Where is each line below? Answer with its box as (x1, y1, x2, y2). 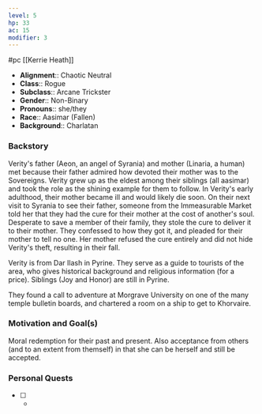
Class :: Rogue (19, 79, 65, 88)
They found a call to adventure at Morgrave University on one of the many (8, 290, 249, 299)
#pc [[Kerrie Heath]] (8, 55, 74, 65)
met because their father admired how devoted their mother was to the (8, 167, 239, 176)
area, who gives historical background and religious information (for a (8, 266, 235, 276)
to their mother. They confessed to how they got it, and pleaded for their (8, 226, 243, 235)
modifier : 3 (8, 33, 47, 42)
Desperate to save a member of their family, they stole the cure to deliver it (8, 217, 252, 227)
